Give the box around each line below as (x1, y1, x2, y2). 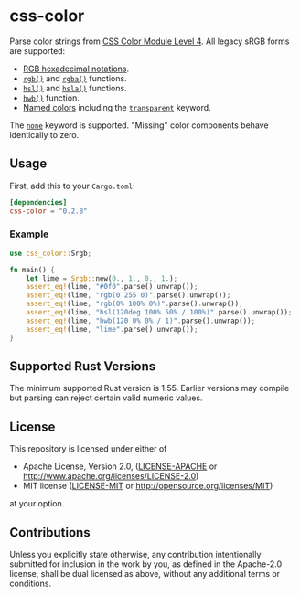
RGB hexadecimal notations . (22, 63, 130, 74)
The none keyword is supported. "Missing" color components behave (9, 120, 269, 131)
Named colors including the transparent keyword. (22, 101, 212, 112)
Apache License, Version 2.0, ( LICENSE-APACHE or (22, 461, 218, 472)
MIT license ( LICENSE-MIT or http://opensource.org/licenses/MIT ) (22, 481, 273, 492)
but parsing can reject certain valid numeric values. (9, 392, 203, 403)
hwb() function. (22, 92, 80, 103)
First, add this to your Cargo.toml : (9, 180, 135, 191)
